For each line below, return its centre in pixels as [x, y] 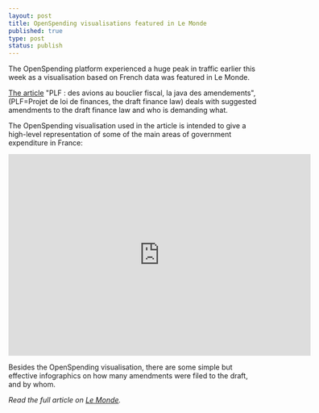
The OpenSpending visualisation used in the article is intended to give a [127, 126]
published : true [35, 31]
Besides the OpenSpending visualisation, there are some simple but [120, 367]
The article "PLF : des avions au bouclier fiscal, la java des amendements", [132, 93]
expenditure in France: [46, 143]
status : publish [35, 46]
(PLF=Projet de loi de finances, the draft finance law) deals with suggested [133, 102]
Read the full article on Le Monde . [65, 400]
